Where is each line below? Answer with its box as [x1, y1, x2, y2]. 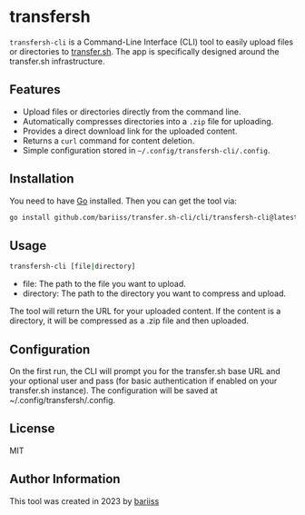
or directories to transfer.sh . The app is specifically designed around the [9, 45, 280, 56]
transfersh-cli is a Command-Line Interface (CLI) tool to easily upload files [9, 36, 293, 47]
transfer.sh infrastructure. [9, 55, 105, 66]
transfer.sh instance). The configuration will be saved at [9, 384, 218, 396]
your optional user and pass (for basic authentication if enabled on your [9, 375, 278, 386]
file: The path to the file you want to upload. [22, 279, 186, 290]
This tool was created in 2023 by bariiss [9, 495, 160, 506]
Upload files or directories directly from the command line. [22, 106, 242, 117]
